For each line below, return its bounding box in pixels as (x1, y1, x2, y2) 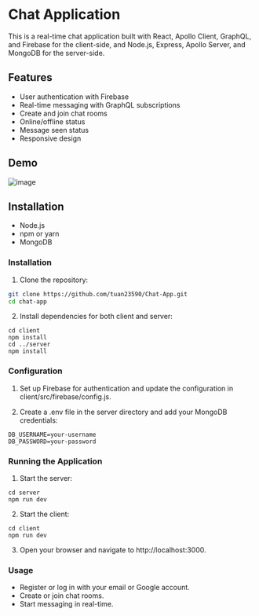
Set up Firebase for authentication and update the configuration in (19, 383, 234, 393)
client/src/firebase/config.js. (19, 391, 111, 401)
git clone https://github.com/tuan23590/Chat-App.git (8, 290, 188, 298)
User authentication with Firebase (19, 92, 129, 101)
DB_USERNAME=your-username (8, 431, 97, 438)
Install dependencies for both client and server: (19, 312, 173, 321)
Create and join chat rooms (19, 108, 108, 118)
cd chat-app (8, 297, 47, 306)
